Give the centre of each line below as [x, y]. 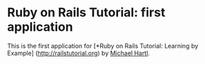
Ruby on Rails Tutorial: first [86, 13]
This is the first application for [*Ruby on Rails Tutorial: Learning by [103, 46]
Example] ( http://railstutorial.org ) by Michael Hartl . [79, 53]
